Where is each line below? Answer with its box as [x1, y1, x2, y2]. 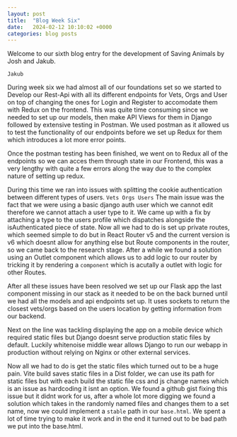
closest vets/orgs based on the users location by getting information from [7, 305, 222, 313]
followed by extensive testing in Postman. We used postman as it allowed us [7, 121, 230, 129]
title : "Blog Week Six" [7, 17, 81, 24]
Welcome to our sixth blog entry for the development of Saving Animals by [7, 49, 225, 58]
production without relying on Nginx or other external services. [7, 348, 191, 357]
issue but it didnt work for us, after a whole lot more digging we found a [7, 392, 216, 400]
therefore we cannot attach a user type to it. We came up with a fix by [7, 208, 211, 216]
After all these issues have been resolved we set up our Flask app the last [7, 282, 222, 291]
